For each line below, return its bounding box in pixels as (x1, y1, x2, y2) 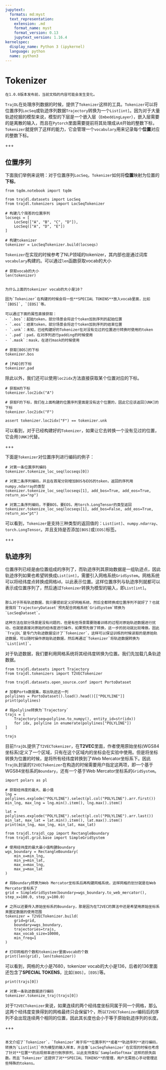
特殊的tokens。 (8, 1061, 37, 1066)
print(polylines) (5, 698, 41, 703)
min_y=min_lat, (14, 857, 45, 863)
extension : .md (14, 21, 45, 26)
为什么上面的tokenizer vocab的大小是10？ (5, 287, 83, 292)
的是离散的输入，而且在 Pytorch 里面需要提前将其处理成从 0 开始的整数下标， (5, 120, 157, 126)
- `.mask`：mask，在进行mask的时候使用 (5, 338, 80, 343)
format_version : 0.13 (14, 30, 58, 35)
